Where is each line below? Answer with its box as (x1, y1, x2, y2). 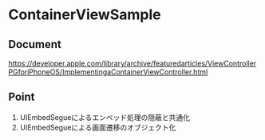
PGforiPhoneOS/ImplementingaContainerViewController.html (8, 67, 208, 77)
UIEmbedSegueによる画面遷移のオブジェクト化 (19, 122, 176, 132)
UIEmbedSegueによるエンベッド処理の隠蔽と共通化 (19, 112, 190, 122)
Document (8, 38, 61, 51)
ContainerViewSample (8, 6, 161, 24)
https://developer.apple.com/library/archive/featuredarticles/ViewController (8, 58, 257, 68)
